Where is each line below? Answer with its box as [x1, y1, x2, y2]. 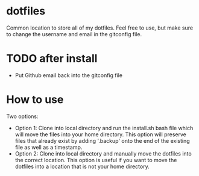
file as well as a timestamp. [14, 143, 83, 151]
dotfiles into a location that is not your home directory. [14, 163, 150, 170]
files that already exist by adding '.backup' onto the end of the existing [14, 137, 190, 144]
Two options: [6, 113, 39, 120]
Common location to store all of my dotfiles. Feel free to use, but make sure [6, 24, 194, 31]
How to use [6, 93, 64, 107]
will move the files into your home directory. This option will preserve [14, 131, 187, 138]
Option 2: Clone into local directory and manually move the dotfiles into [14, 149, 192, 157]
